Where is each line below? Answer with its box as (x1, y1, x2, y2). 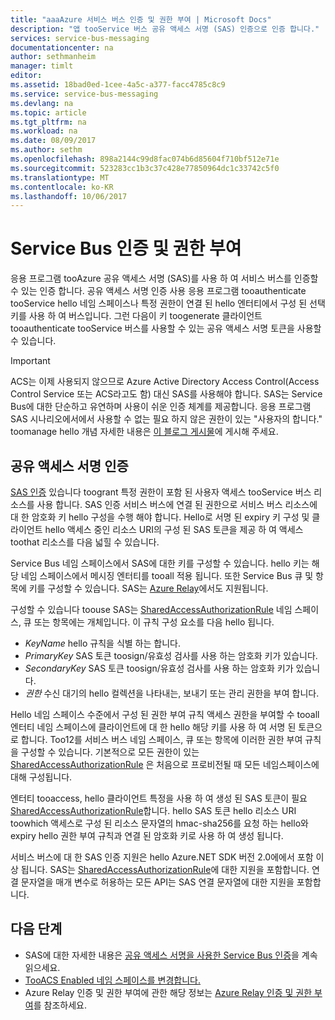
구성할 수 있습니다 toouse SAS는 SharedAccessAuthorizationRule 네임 (10, 604, 293, 615)
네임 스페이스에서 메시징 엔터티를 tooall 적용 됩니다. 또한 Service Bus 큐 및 (20, 570, 314, 581)
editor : (10, 71, 43, 81)
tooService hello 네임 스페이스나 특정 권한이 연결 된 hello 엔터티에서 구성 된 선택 (10, 297, 326, 310)
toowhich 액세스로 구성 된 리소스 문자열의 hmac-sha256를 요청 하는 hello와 (10, 817, 309, 829)
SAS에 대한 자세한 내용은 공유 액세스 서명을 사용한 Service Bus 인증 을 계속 (24, 949, 318, 961)
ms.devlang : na (10, 98, 74, 108)
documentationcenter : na (10, 42, 114, 53)
